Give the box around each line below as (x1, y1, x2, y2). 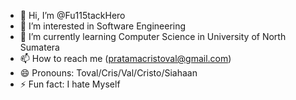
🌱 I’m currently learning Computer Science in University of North (19, 31, 287, 42)
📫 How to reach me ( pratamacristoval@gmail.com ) (19, 53, 232, 64)
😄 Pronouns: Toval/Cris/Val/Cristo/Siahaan (19, 67, 198, 79)
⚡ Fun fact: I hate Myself (19, 78, 121, 90)
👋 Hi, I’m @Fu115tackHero (19, 10, 126, 21)
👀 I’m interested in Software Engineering (19, 20, 187, 32)
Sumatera (19, 41, 60, 53)
